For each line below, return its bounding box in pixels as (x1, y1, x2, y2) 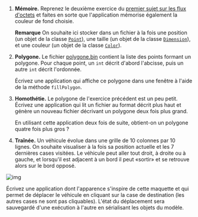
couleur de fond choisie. (14, 18, 74, 24)
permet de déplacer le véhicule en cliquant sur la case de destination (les (6, 192, 185, 198)
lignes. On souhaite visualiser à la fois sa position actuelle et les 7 (14, 143, 174, 150)
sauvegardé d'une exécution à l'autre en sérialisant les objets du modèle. (6, 204, 184, 211)
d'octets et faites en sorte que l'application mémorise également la (14, 11, 178, 18)
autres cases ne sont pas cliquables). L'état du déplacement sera (6, 198, 165, 205)
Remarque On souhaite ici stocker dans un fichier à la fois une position (14, 29, 188, 36)
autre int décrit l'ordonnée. (14, 66, 82, 73)
